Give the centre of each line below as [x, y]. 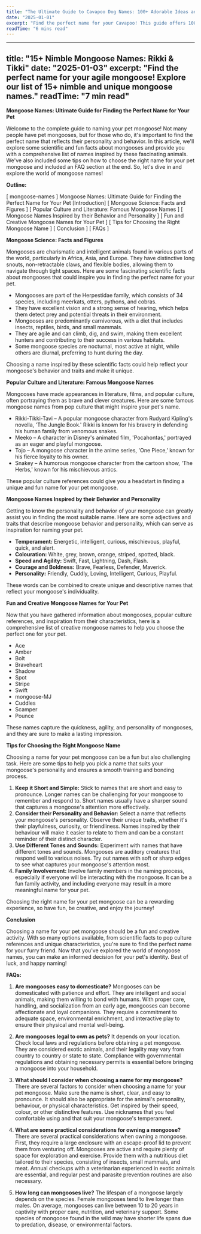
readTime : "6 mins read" [37, 29]
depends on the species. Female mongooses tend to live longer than [99, 1199]
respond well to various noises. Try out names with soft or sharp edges [102, 858]
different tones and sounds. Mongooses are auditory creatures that [98, 852]
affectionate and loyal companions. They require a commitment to [96, 1012]
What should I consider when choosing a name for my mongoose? [99, 1080]
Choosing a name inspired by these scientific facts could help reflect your [97, 365]
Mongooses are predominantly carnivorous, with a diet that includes [99, 321]
